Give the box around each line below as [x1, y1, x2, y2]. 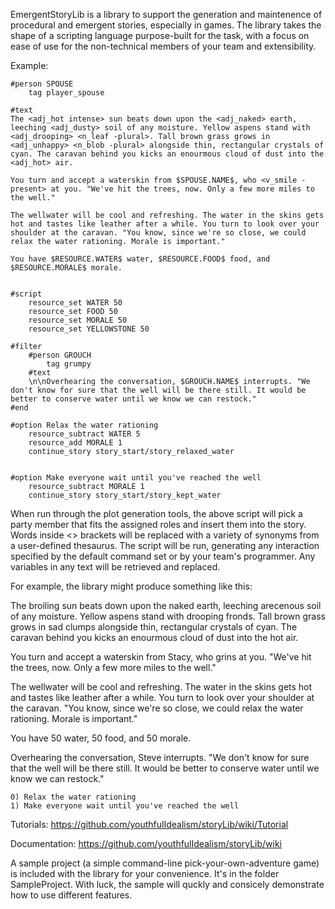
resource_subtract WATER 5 [28, 429, 141, 439]
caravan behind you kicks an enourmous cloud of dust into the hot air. [10, 632, 299, 643]
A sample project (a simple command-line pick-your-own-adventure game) [10, 857, 320, 869]
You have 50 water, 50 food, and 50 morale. [10, 732, 192, 744]
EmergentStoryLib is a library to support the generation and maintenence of [10, 9, 323, 20]
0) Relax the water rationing [10, 792, 137, 802]
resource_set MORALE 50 [28, 315, 128, 325]
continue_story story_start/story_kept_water [28, 490, 222, 500]
